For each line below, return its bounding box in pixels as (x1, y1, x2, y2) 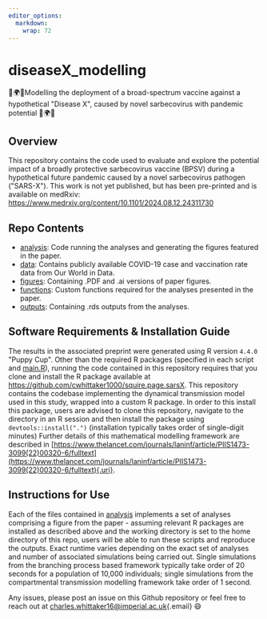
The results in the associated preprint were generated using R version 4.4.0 (8, 346, 258, 355)
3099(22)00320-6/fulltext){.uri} (8, 465, 114, 474)
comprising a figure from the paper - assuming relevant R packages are (8, 518, 245, 527)
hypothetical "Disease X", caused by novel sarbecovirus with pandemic (8, 99, 244, 109)
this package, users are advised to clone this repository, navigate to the (8, 405, 244, 415)
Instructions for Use (8, 488, 110, 502)
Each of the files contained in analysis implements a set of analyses (8, 509, 231, 519)
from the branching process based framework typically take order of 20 (8, 560, 245, 569)
